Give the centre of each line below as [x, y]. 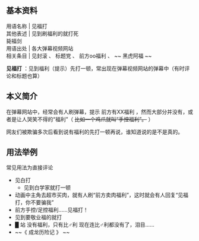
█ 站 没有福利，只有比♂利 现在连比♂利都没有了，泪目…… [84, 225]
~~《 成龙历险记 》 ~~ [42, 232]
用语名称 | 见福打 [27, 26]
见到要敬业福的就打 [38, 217]
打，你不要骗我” [34, 202]
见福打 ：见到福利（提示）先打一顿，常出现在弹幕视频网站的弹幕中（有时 [95, 68]
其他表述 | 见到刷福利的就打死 [42, 33]
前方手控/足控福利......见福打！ [52, 210]
